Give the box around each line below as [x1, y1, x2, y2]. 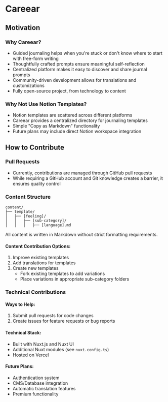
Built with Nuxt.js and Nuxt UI [12, 341, 74, 347]
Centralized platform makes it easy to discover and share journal [12, 66, 147, 72]
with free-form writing [12, 55, 59, 61]
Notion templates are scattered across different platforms [12, 112, 133, 118]
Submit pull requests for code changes [12, 313, 94, 319]
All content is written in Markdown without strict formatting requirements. [5, 232, 158, 238]
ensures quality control [12, 180, 61, 187]
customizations [12, 82, 45, 88]
